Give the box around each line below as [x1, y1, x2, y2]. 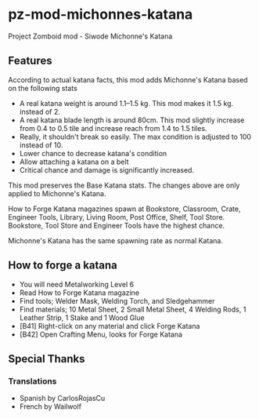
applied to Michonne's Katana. [8, 188, 106, 198]
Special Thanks [8, 352, 85, 366]
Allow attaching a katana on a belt [19, 157, 129, 166]
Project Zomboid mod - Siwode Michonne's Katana [8, 31, 173, 41]
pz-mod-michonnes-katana [8, 5, 193, 24]
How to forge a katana [8, 259, 117, 272]
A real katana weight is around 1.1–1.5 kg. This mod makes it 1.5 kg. [19, 98, 234, 107]
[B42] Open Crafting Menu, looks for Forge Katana [19, 330, 182, 339]
